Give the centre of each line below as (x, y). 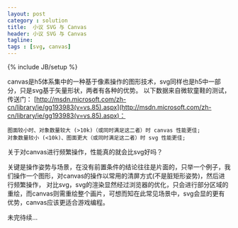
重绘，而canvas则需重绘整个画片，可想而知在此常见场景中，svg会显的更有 (116, 193)
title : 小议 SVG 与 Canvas (47, 27)
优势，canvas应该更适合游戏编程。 (58, 202)
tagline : (20, 40)
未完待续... (23, 217)
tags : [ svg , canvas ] (39, 47)
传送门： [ (22, 99)
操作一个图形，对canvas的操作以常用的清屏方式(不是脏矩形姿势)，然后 (116, 176)
